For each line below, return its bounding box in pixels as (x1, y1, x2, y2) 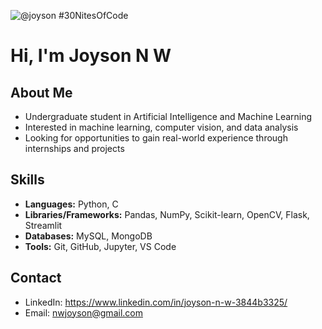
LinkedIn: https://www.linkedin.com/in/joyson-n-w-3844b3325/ (24, 296, 288, 308)
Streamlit (24, 219, 63, 231)
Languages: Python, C (24, 198, 119, 210)
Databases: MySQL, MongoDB (24, 230, 153, 242)
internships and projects (24, 143, 125, 154)
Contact (10, 270, 62, 287)
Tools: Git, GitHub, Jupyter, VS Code (24, 240, 177, 252)
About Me (10, 84, 73, 101)
